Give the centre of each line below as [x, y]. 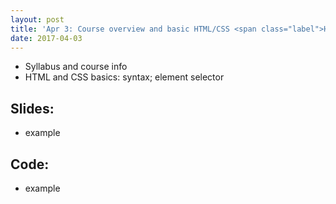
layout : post [37, 19]
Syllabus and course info [76, 67]
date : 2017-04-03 [46, 38]
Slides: [32, 108]
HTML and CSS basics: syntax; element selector [124, 77]
